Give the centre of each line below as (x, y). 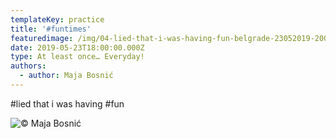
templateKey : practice (57, 19)
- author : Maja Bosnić (66, 76)
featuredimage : (42, 38)
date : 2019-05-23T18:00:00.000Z (77, 47)
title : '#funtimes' (51, 29)
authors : (28, 66)
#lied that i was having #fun (67, 103)
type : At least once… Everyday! (77, 57)
